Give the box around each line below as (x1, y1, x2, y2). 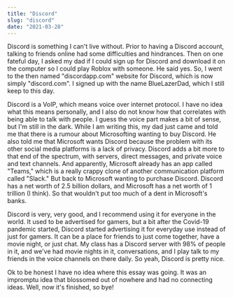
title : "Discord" (7, 10, 58, 17)
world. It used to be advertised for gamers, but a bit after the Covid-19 (7, 218, 209, 226)
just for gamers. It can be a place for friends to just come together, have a (7, 232, 220, 241)
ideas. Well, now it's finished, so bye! (7, 283, 114, 292)
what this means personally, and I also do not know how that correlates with (7, 107, 226, 116)
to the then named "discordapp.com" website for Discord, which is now (7, 72, 213, 80)
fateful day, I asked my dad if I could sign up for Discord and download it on (7, 57, 225, 66)
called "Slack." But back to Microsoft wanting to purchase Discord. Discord (7, 174, 224, 183)
